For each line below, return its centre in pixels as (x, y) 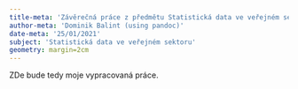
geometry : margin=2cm (49, 50)
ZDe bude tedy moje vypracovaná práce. (84, 75)
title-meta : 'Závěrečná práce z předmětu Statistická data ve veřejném (144, 17)
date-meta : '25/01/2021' (55, 33)
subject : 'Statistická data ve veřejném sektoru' (103, 42)
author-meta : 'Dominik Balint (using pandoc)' (97, 26)
